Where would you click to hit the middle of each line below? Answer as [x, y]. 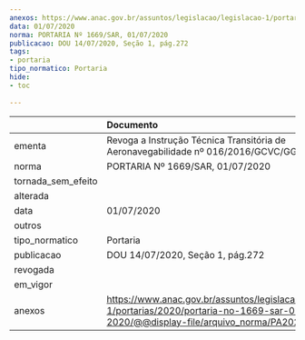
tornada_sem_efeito [56, 181]
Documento [133, 125]
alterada [32, 195]
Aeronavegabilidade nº [155, 151]
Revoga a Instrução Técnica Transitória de [196, 140]
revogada [34, 269]
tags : [20, 52]
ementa [30, 145]
